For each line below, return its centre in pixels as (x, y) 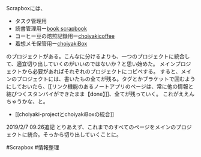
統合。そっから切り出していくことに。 (74, 134)
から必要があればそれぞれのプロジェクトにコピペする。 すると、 (101, 71)
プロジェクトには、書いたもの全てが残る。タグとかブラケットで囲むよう (106, 79)
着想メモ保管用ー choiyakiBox (51, 44)
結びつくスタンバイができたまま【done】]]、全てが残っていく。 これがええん (100, 94)
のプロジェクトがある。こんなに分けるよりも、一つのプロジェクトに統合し (98, 56)
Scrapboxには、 (26, 8)
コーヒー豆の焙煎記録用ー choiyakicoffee (65, 36)
